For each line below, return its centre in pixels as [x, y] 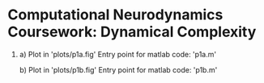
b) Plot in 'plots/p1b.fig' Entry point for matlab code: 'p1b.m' [118, 69]
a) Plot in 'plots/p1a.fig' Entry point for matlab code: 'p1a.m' [117, 54]
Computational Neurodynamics [115, 15]
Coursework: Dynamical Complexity [132, 32]
